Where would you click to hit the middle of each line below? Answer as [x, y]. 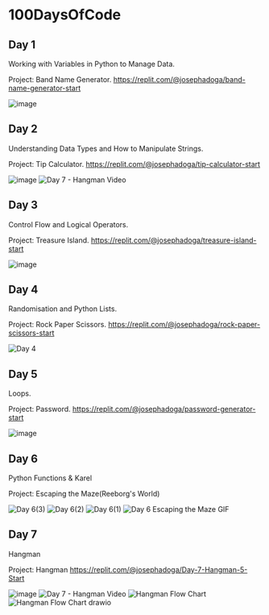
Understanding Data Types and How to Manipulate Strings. [106, 148]
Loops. [20, 393]
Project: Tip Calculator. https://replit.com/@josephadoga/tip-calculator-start [134, 164]
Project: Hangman [38, 569]
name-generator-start [45, 88]
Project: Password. [39, 409]
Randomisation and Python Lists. [63, 309]
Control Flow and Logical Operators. [68, 224]
